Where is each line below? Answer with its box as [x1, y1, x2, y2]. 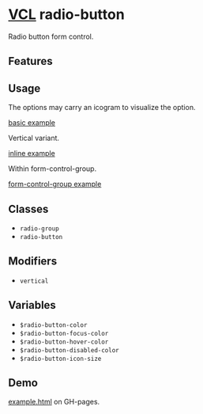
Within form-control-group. [8, 164, 97, 173]
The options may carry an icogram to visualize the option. [8, 103, 196, 112]
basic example [8, 118, 56, 127]
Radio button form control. [8, 32, 94, 41]
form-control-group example [8, 180, 102, 189]
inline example [8, 149, 55, 158]
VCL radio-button [8, 6, 125, 24]
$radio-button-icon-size [19, 355, 102, 363]
